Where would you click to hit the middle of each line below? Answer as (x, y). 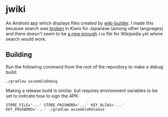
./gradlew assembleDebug (32, 81)
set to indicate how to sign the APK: (43, 95)
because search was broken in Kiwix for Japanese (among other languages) (85, 28)
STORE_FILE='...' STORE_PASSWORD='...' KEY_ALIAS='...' (65, 105)
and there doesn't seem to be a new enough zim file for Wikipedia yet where (84, 33)
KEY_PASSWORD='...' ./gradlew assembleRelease (55, 109)
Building (19, 55)
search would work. (26, 39)
